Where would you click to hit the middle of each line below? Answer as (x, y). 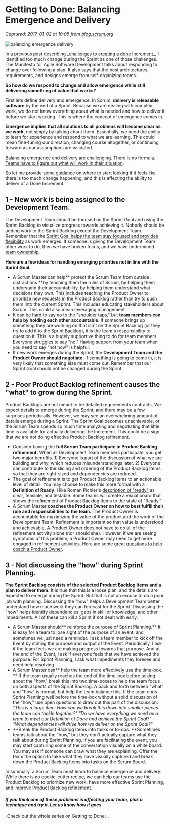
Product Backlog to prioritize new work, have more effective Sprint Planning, (85, 782)
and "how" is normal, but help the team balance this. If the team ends (85, 692)
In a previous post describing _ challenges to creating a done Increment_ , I (82, 54)
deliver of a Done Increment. (35, 183)
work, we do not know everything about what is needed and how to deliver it (85, 111)
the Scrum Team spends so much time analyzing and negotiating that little (82, 426)
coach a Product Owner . (38, 549)
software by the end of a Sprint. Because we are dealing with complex (79, 105)
